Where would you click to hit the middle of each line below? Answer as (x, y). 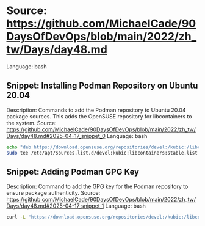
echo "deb (19, 147)
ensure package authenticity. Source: (53, 193)
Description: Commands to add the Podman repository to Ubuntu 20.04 (96, 110)
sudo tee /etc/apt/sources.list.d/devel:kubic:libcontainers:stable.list (102, 153)
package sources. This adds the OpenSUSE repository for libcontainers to (99, 116)
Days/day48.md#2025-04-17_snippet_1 (55, 206)
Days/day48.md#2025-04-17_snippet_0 (56, 136)
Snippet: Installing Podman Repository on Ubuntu (102, 86)
